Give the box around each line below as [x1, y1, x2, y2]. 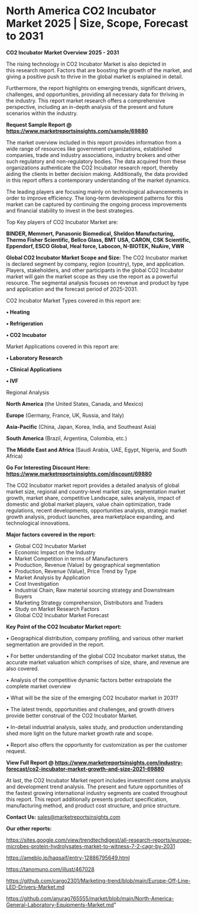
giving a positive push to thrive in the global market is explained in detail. [6, 73, 183, 80]
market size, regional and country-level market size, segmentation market [6, 488, 186, 495]
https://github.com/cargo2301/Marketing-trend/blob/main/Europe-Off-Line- [6, 877, 191, 884]
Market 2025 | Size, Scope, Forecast [6, 17, 189, 30]
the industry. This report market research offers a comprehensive [6, 97, 165, 104]
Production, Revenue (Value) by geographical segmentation [14, 561, 161, 568]
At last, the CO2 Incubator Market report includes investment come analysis [6, 777, 191, 784]
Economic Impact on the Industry [14, 549, 96, 556]
